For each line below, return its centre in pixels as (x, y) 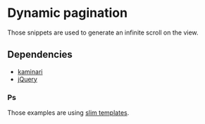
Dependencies (40, 55)
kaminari (30, 71)
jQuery (27, 79)
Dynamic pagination (68, 13)
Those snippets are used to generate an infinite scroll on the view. (103, 32)
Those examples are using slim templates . (68, 113)
